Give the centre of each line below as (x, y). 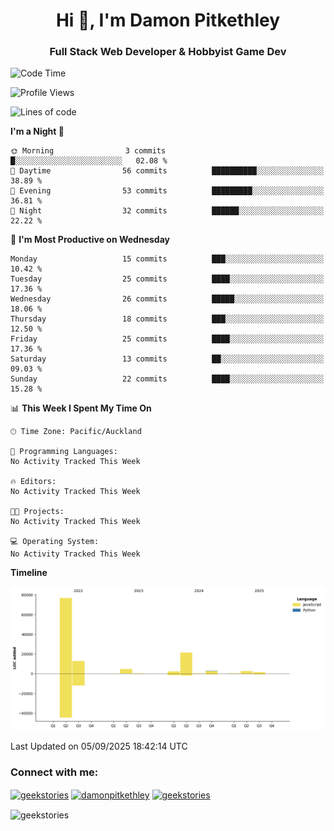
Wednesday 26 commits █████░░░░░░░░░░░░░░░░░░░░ (167, 299)
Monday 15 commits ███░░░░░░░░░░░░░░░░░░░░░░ (167, 259)
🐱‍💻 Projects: (37, 512)
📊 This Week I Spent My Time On (81, 408)
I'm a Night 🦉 (37, 131)
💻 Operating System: (55, 542)
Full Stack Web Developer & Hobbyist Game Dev (168, 52)
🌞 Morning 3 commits (88, 151)
